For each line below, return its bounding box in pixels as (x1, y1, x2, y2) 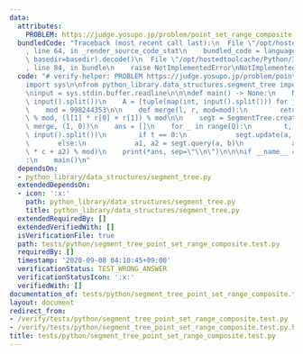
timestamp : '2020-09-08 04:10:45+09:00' (17, 256, 171, 266)
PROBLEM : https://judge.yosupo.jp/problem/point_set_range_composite (25, 30, 293, 39)
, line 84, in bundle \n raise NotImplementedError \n (25, 64, 241, 73)
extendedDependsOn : (17, 181, 91, 190)
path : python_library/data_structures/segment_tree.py (25, 197, 236, 207)
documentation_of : (9, 289, 78, 298)
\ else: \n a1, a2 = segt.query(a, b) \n (25, 139, 244, 148)
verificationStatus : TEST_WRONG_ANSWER (17, 265, 168, 274)
